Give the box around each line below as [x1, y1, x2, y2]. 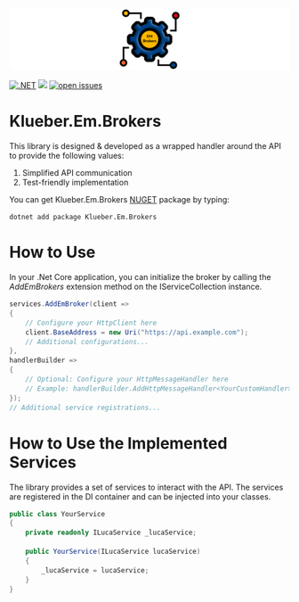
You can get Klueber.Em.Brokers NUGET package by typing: [9, 194, 230, 205]
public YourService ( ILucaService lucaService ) [25, 548, 201, 557]
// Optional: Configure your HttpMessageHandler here [25, 375, 229, 384]
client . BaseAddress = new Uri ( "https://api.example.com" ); [25, 327, 249, 337]
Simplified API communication [21, 168, 133, 178]
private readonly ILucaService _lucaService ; [25, 528, 198, 538]
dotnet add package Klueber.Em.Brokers [9, 213, 158, 222]
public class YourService [9, 509, 105, 518]
